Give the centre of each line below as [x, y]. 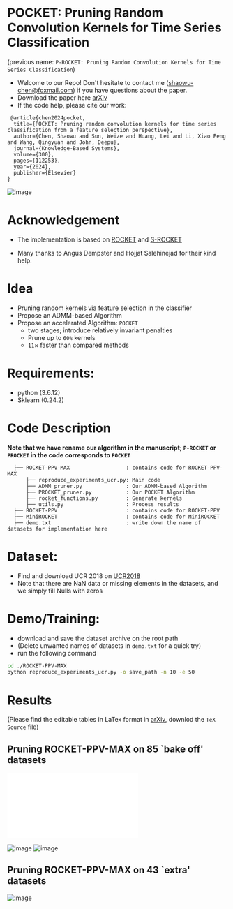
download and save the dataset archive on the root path [98, 638]
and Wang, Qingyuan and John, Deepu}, [63, 142]
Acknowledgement [63, 220]
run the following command [57, 653]
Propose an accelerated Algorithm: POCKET [77, 323]
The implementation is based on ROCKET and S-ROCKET [100, 239]
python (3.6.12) [39, 392]
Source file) [23, 727]
